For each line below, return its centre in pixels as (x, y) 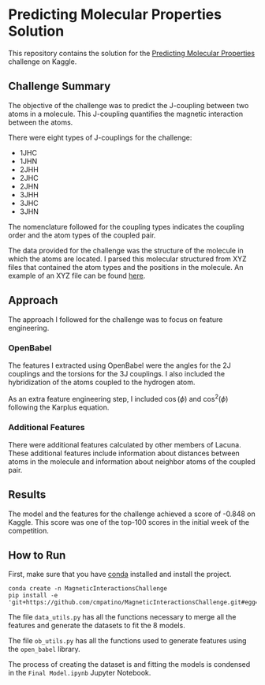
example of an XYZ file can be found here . (77, 275)
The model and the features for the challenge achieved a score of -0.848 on (132, 514)
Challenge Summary (60, 86)
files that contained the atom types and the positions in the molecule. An (126, 267)
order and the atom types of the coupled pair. (82, 235)
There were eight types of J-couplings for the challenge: (100, 137)
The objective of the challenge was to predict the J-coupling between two (129, 105)
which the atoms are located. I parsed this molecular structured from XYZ (127, 259)
